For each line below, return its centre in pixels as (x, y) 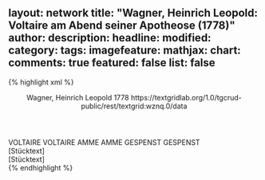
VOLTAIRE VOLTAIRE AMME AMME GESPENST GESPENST (105, 142)
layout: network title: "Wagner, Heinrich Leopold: (133, 13)
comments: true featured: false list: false (112, 63)
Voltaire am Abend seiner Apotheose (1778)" (122, 26)
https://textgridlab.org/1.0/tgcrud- (186, 97)
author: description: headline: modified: (110, 38)
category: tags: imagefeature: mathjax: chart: (125, 51)
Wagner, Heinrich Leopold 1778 (78, 97)
